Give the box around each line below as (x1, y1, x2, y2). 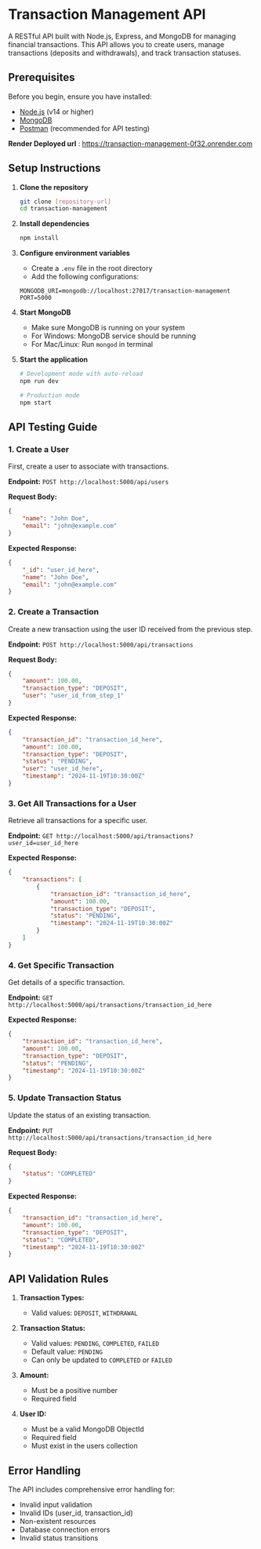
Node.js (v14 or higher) (19, 107, 94, 116)
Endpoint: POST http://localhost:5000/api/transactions (8, 640, 194, 649)
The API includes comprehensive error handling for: (8, 1485, 176, 1494)
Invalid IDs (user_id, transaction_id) (19, 1508, 133, 1518)
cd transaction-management (19, 205, 108, 213)
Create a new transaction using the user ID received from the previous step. (8, 624, 253, 633)
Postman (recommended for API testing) (19, 123, 150, 133)
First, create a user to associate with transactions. (8, 461, 169, 472)
